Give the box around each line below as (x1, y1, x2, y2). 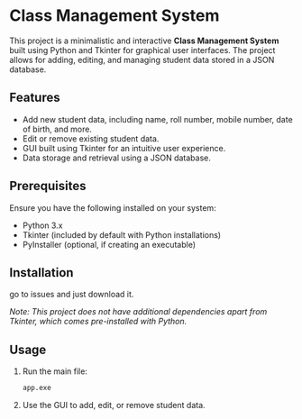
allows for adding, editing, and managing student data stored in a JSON (9, 54, 275, 65)
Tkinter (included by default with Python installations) (22, 229, 222, 240)
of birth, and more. (22, 123, 93, 134)
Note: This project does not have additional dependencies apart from (9, 306, 268, 317)
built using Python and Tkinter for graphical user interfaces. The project (9, 44, 276, 55)
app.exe (22, 384, 51, 393)
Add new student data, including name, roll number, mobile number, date (22, 114, 293, 124)
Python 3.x (22, 220, 63, 231)
